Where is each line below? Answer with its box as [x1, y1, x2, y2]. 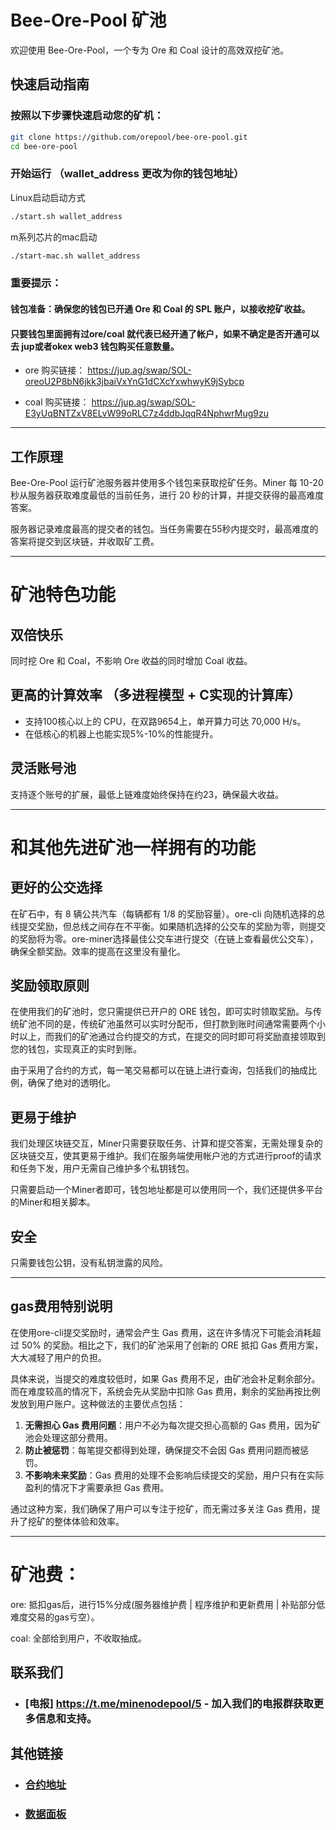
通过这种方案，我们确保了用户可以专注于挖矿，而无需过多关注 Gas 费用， [10, 1502, 312, 1515]
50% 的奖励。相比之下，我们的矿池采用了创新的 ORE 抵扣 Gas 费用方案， [21, 1339, 324, 1351]
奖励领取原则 [10, 977, 90, 994]
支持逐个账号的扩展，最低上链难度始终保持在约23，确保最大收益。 [10, 788, 285, 800]
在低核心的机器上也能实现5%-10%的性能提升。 [24, 727, 219, 740]
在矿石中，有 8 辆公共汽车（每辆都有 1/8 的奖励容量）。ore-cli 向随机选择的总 [10, 907, 326, 920]
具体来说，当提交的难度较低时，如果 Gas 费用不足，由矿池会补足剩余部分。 [10, 1372, 321, 1385]
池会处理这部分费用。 [24, 1431, 113, 1443]
